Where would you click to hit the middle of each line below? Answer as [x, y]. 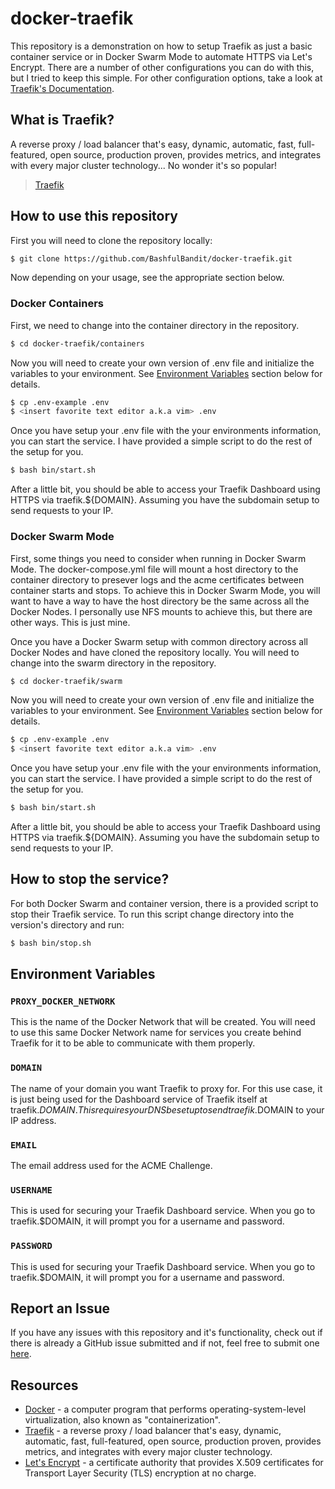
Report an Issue [60, 1308]
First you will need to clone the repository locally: [111, 240]
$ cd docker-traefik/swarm [66, 681]
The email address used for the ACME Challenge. [111, 1165]
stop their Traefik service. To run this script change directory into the [152, 914]
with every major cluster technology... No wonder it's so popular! [144, 165]
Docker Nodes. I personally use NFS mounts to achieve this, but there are [161, 611]
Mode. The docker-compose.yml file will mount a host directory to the [154, 569]
